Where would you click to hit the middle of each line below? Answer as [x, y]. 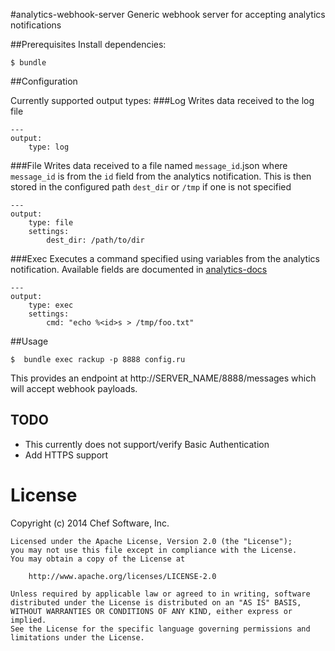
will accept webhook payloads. [74, 388]
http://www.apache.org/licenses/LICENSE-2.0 [122, 576]
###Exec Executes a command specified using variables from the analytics [165, 258]
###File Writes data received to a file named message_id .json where [149, 165]
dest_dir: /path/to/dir [95, 240]
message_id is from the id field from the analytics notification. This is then [161, 176]
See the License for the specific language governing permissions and [160, 629]
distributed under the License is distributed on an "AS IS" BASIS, [156, 602]
